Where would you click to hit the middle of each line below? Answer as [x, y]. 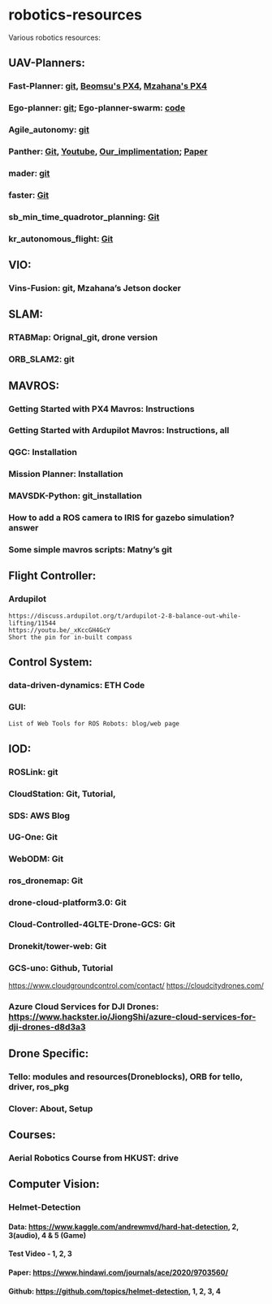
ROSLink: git [33, 772]
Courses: [32, 1135]
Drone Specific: [49, 1053]
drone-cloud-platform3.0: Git [68, 903]
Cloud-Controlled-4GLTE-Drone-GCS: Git [92, 925]
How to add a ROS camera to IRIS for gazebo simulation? [121, 518]
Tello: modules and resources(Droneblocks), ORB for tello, [126, 1077]
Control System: [51, 663]
